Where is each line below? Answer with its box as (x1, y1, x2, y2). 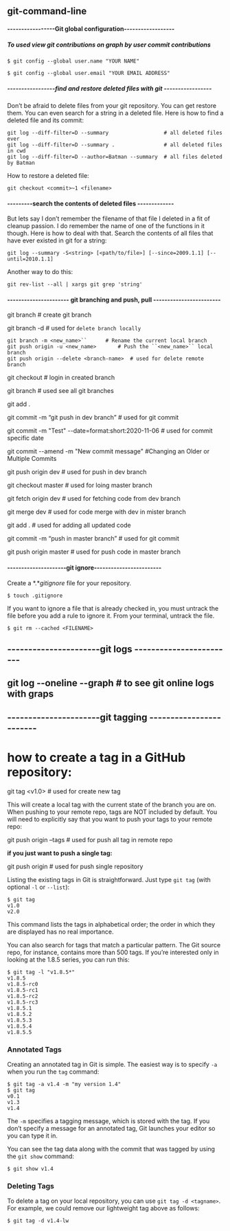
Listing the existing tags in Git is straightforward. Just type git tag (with (7, 875, 211, 883)
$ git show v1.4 (7, 1165, 54, 1172)
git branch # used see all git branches (7, 387, 115, 395)
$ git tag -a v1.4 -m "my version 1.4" (7, 1081, 122, 1087)
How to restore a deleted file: (7, 171, 89, 179)
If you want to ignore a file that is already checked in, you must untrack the (7, 604, 219, 612)
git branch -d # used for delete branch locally (7, 324, 141, 332)
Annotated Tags (7, 1044, 62, 1054)
